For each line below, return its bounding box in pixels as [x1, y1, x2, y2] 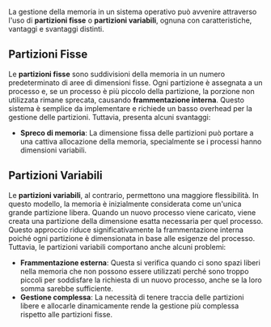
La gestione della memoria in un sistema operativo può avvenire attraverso [8, 7, 257, 16]
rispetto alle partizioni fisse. [19, 309, 113, 319]
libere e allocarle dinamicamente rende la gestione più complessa [19, 300, 239, 311]
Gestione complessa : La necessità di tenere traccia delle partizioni [19, 292, 244, 302]
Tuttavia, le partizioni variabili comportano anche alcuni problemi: [8, 242, 227, 252]
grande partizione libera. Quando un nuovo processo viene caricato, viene [8, 207, 256, 217]
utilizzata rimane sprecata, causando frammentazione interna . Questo [8, 95, 245, 105]
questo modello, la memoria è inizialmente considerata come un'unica [8, 199, 242, 209]
